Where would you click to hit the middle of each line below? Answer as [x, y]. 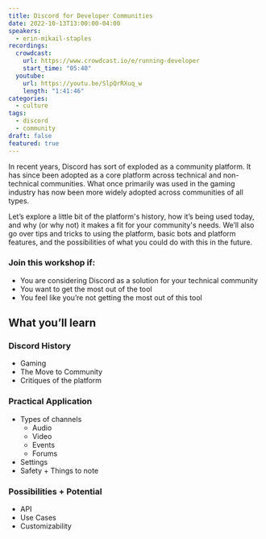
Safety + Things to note [59, 470]
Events [43, 445]
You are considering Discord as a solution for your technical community [139, 280]
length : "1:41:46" [54, 91]
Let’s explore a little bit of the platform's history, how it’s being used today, [132, 216]
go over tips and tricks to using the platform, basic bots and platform [122, 233]
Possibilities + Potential [55, 491]
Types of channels [51, 419]
